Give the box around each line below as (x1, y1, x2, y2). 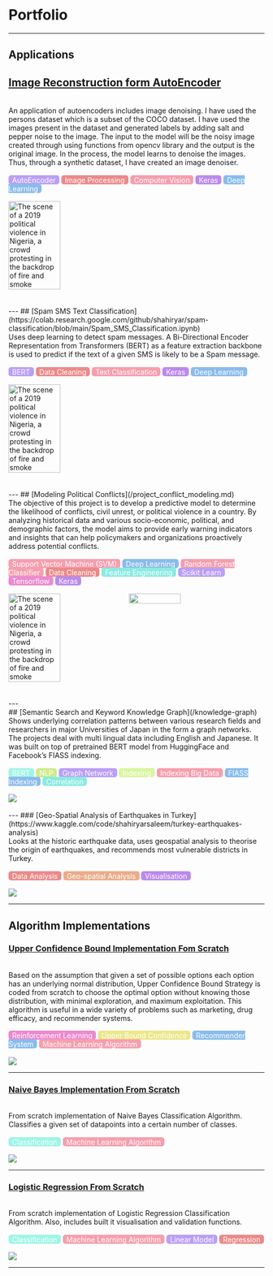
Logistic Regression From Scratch (8, 1182, 145, 1193)
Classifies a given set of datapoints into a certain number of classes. (8, 1119, 238, 1130)
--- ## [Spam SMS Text (8, 306, 88, 316)
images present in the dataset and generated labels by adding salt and (8, 123, 245, 133)
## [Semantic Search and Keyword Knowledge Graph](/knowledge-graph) (8, 707, 258, 717)
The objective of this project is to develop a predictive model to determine (8, 498, 256, 508)
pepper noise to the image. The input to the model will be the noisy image (8, 132, 255, 141)
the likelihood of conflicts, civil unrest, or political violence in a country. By (8, 507, 258, 517)
